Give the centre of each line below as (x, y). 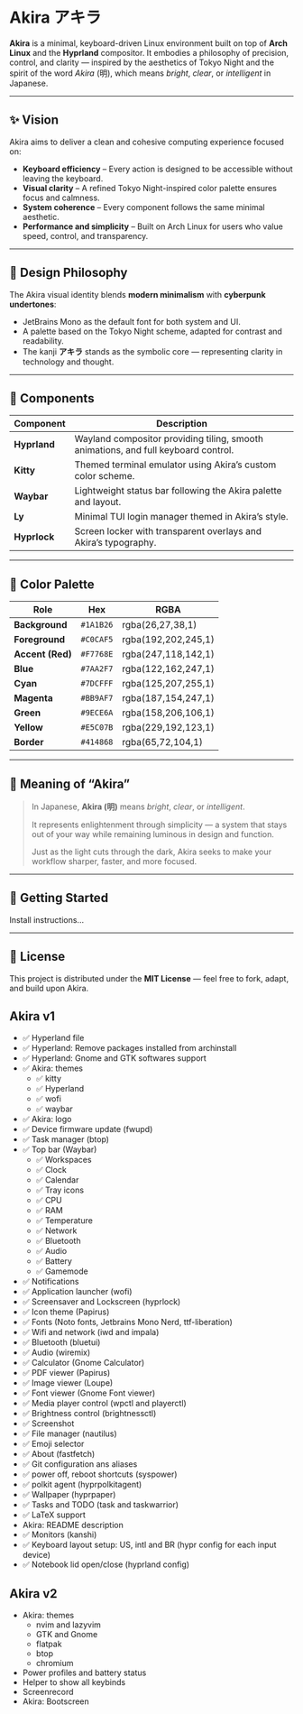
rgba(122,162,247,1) (168, 669)
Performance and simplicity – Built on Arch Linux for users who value (153, 226)
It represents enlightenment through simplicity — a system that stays (159, 825)
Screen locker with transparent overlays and (168, 531)
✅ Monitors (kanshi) (60, 1534)
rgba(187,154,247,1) (168, 698)
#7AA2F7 (97, 669)
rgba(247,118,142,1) (168, 654)
